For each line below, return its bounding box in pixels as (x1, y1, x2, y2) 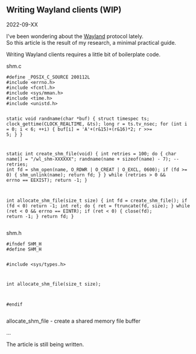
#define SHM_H (6, 246, 42, 253)
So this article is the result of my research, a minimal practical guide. (6, 39, 177, 46)
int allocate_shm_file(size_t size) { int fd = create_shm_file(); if (6, 198, 188, 204)
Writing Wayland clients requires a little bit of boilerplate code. (6, 51, 161, 58)
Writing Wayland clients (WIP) (6, 5, 122, 15)
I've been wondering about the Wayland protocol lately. (6, 33, 144, 40)
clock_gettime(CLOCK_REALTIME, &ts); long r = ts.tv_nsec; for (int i (6, 121, 188, 127)
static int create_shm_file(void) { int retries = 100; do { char (6, 151, 177, 157)
